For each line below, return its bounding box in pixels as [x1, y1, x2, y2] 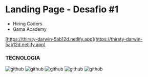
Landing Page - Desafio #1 [5, 4, 119, 15]
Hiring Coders [12, 21, 43, 27]
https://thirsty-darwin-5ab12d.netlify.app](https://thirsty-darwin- [7, 36, 143, 42]
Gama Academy [12, 26, 47, 32]
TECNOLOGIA [5, 54, 40, 61]
